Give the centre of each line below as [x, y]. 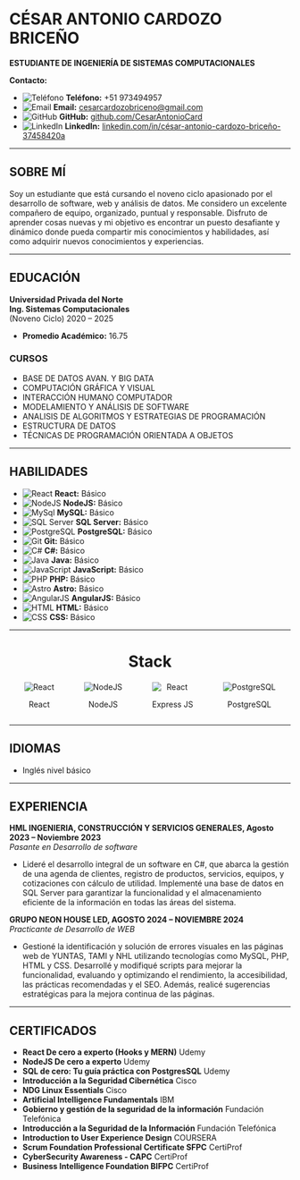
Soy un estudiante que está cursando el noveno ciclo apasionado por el [141, 193]
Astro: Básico [79, 588]
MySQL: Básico [85, 512]
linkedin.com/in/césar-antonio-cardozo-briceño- [192, 126]
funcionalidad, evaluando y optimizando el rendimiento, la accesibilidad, [155, 975]
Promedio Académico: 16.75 [75, 335]
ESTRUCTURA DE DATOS [69, 426]
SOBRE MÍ [37, 172]
